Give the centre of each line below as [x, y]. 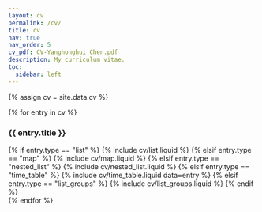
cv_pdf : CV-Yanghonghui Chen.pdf [63, 52]
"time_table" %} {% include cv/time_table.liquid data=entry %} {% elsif [123, 175]
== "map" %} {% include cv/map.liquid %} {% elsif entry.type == [114, 158]
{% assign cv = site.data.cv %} [58, 97]
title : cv [24, 30]
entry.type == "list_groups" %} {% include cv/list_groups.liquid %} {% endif [131, 184]
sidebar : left [38, 74]
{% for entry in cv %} [43, 112]
